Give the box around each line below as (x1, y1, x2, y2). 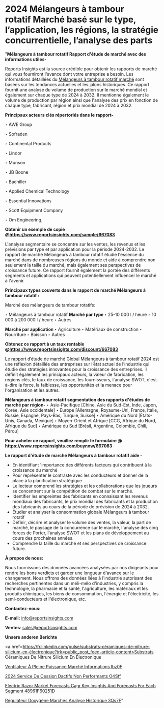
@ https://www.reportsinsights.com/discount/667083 (5, 346, 118, 352)
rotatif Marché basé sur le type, (5, 14, 137, 25)
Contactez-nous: (5, 605, 41, 611)
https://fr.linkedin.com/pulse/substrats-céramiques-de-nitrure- (22, 644, 150, 649)
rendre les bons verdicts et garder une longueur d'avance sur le (5, 570, 134, 576)
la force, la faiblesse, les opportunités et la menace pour (18, 382, 133, 388)
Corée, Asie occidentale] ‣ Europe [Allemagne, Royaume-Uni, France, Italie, (5, 407, 159, 413)
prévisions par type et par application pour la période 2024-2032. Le (5, 246, 145, 252)
